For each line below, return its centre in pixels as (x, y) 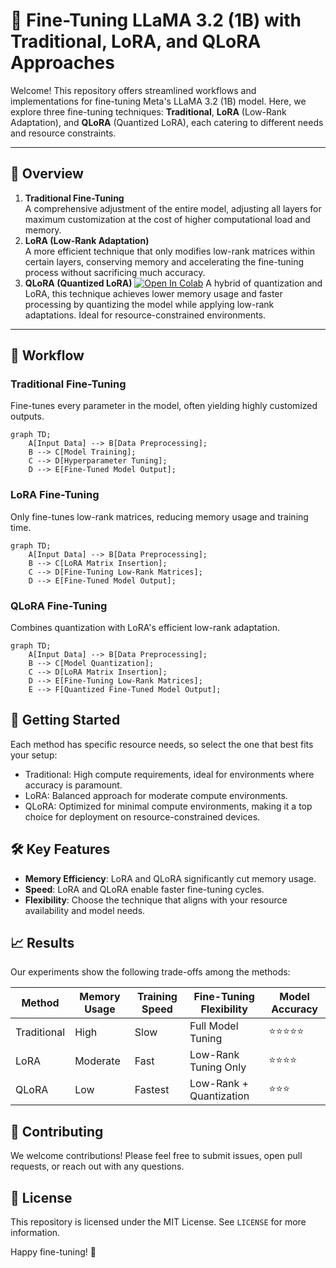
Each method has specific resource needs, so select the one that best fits (162, 744)
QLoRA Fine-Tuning (59, 606)
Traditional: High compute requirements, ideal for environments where (169, 774)
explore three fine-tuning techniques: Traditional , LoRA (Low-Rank (148, 111)
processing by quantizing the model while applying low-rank (149, 304)
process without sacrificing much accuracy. (115, 272)
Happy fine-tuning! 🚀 (53, 1252)
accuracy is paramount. (73, 785)
